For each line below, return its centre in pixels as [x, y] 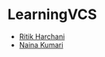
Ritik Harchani [42, 36]
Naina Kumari [41, 44]
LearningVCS [52, 15]
